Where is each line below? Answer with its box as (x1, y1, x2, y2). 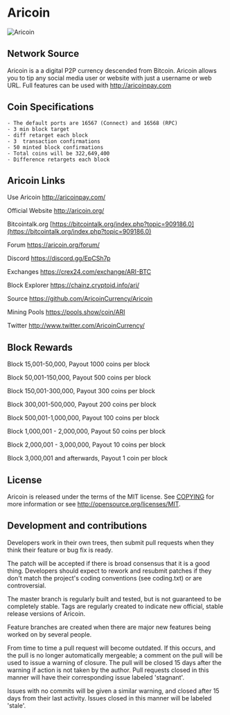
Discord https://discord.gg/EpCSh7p (7, 255, 111, 263)
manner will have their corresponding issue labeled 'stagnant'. (7, 673, 185, 681)
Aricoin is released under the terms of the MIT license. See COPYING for (7, 492, 215, 501)
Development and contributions (7, 520, 148, 532)
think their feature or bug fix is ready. (7, 546, 113, 554)
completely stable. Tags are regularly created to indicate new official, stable (7, 602, 224, 610)
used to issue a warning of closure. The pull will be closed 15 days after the (7, 658, 222, 666)
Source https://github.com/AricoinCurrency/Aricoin (7, 295, 153, 303)
